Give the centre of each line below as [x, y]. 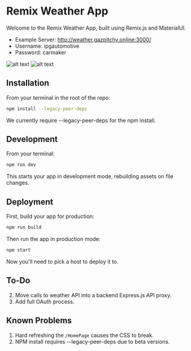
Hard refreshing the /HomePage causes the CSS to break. [84, 335]
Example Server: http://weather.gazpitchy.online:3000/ [83, 39]
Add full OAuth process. [45, 301]
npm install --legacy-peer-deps [47, 109]
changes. [18, 183]
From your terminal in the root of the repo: [58, 97]
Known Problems [39, 320]
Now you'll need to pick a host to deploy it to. [62, 262]
